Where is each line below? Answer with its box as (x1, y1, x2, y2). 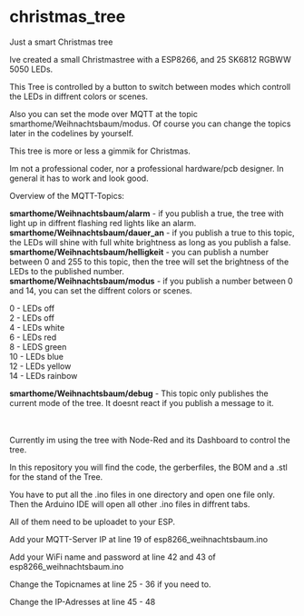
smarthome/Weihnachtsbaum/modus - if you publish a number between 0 (9, 275, 293, 286)
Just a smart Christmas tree (9, 36, 113, 47)
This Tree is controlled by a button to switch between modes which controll (9, 81, 291, 92)
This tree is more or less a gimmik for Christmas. (9, 145, 191, 156)
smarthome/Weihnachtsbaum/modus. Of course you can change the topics (9, 118, 291, 129)
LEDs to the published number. (9, 265, 125, 276)
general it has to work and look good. (9, 173, 149, 184)
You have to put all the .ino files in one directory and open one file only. (9, 489, 275, 500)
